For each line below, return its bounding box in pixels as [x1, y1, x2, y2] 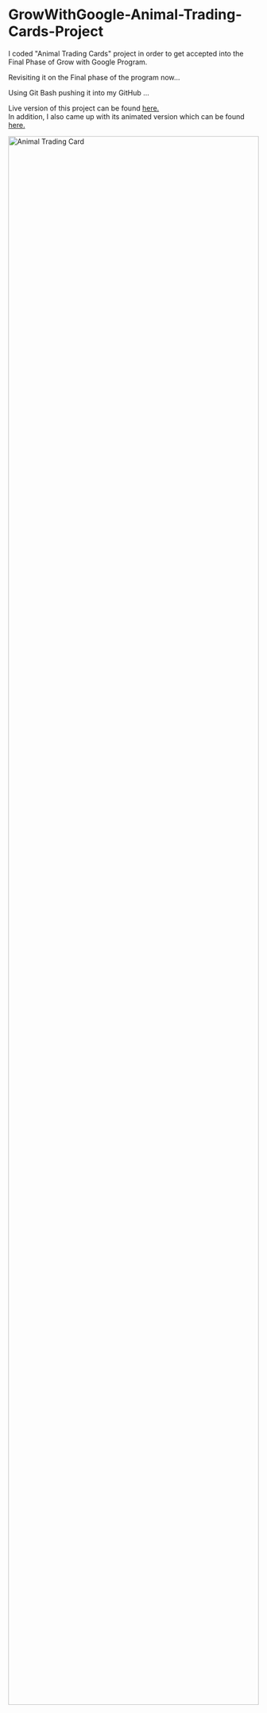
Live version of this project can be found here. [8, 103, 160, 113]
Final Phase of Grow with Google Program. [8, 57, 148, 67]
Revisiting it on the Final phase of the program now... [8, 72, 180, 82]
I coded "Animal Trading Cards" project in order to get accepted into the [8, 48, 244, 58]
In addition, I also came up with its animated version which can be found [8, 111, 245, 121]
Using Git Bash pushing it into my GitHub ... [8, 87, 149, 97]
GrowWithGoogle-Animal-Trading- [8, 6, 242, 24]
